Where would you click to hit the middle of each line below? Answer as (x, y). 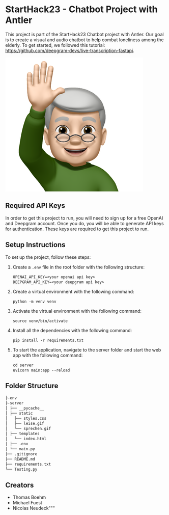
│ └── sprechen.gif (28, 429)
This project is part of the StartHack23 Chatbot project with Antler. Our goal (84, 34)
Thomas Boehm (29, 497)
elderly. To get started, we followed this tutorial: (55, 45)
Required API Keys (35, 206)
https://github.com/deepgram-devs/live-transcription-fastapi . (70, 50)
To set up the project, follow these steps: (48, 257)
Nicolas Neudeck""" (34, 508)
